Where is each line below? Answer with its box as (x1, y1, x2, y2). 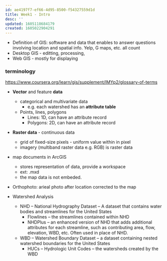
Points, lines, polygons (19, 109, 66, 115)
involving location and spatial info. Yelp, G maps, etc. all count (12, 45, 140, 51)
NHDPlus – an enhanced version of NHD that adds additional (27, 219, 152, 225)
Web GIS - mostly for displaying (12, 55, 78, 61)
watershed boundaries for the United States (19, 241, 110, 247)
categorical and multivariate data (19, 98, 88, 105)
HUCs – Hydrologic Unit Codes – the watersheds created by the (27, 246, 159, 252)
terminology (5, 68, 36, 75)
